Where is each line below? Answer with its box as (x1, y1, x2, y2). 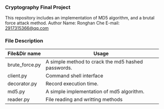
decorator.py (7, 80, 38, 87)
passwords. (45, 64, 72, 71)
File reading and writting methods (45, 96, 123, 103)
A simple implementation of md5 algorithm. (45, 88, 145, 95)
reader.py (7, 96, 30, 103)
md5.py (7, 88, 25, 95)
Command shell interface (45, 72, 103, 79)
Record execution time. (45, 80, 99, 87)
